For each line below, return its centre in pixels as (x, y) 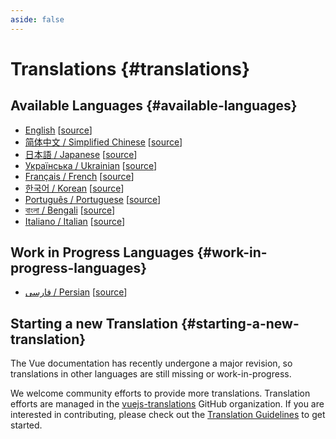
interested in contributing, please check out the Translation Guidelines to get (168, 415)
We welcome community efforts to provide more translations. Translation (160, 393)
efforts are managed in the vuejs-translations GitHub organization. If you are (167, 404)
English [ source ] (58, 130)
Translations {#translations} (130, 68)
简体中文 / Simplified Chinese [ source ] (103, 142)
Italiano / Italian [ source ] (75, 221)
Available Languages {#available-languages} (154, 106)
